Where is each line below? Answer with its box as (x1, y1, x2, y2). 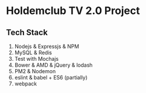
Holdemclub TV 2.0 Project (6, 4, 140, 18)
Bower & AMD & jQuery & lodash (14, 61, 93, 68)
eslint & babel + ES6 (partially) (14, 74, 88, 81)
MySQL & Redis (14, 49, 53, 56)
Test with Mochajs (14, 56, 59, 62)
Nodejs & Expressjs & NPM (14, 43, 79, 50)
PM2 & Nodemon (14, 68, 56, 74)
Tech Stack (6, 27, 48, 37)
